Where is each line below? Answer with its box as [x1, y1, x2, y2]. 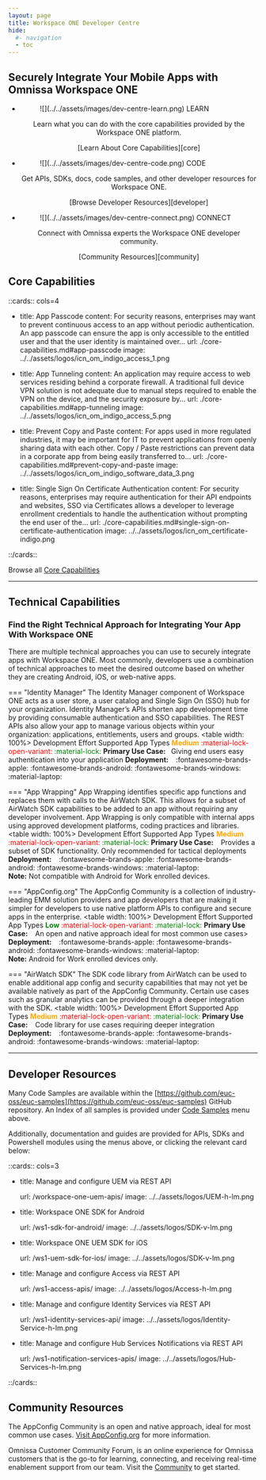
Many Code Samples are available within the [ [8, 1088, 158, 1098]
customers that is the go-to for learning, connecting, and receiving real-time [8, 1454, 257, 1463]
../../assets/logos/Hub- [161, 1354, 237, 1363]
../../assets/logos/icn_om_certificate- [128, 526, 249, 535]
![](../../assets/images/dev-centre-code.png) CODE [39, 158, 207, 167]
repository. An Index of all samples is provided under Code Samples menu [8, 1105, 250, 1115]
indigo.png [19, 534, 55, 544]
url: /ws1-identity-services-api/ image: [19, 1315, 145, 1325]
